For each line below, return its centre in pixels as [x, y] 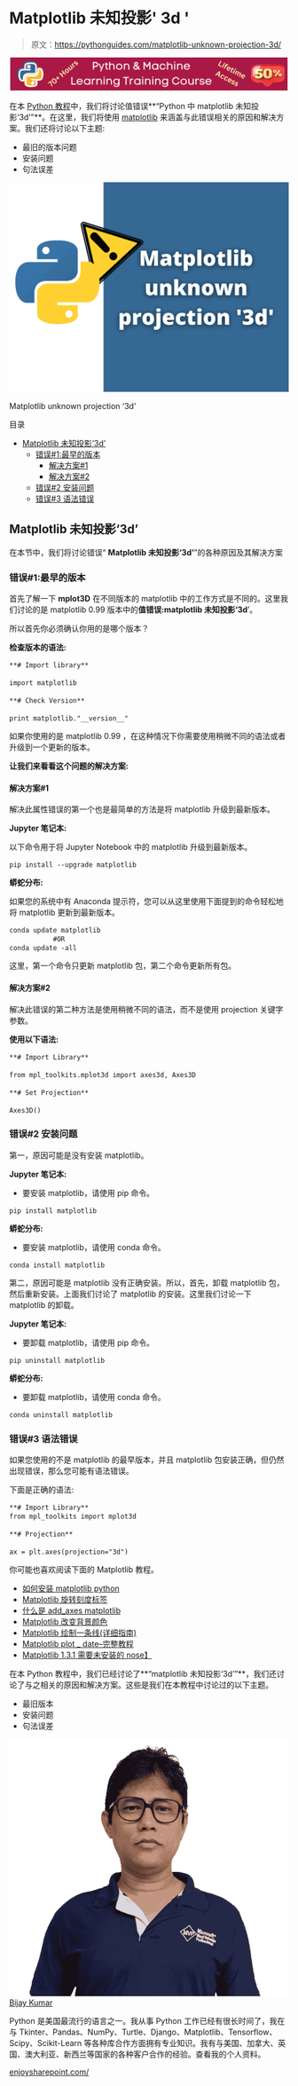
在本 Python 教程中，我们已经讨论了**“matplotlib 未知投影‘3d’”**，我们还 [143, 1674]
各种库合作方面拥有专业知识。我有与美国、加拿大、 [185, 2043]
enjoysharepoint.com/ [49, 2072]
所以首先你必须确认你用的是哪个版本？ [79, 629]
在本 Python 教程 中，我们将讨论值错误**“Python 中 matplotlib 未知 [130, 106]
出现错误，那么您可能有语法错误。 [71, 1471]
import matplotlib [43, 683]
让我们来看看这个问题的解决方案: [69, 766]
